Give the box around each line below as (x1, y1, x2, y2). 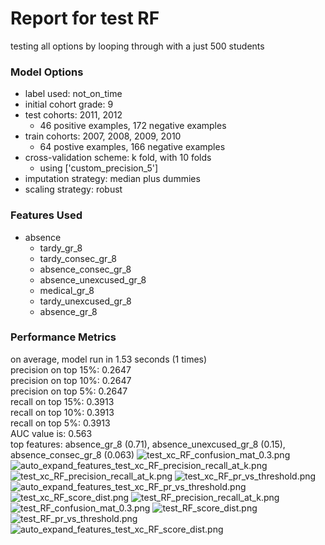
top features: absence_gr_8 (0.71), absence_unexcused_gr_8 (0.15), (10, 438, 286, 450)
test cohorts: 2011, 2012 (24, 109, 123, 121)
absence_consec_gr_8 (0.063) (10, 448, 135, 461)
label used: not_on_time (24, 88, 123, 100)
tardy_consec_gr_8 (39, 252, 117, 264)
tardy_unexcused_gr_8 (39, 295, 132, 307)
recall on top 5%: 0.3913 (10, 417, 111, 429)
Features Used (10, 208, 83, 222)
